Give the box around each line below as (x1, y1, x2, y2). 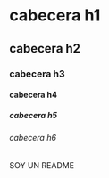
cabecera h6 (9, 133, 56, 143)
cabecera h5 (9, 109, 58, 120)
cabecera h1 (9, 5, 101, 26)
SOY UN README (9, 159, 74, 170)
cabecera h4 (9, 90, 58, 101)
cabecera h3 (9, 68, 65, 80)
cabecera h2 (9, 41, 81, 56)
